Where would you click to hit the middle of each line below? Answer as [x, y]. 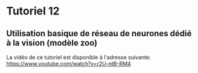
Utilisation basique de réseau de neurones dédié [99, 33]
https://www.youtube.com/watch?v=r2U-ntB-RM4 [69, 64]
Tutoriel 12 [33, 11]
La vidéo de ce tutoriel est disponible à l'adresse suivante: [78, 57]
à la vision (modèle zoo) [52, 43]
